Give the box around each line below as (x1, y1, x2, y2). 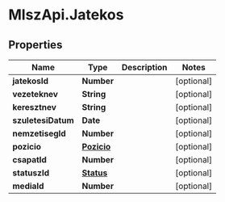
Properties (8, 38, 63, 52)
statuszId (12, 167, 50, 179)
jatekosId (12, 75, 49, 86)
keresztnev (12, 102, 56, 112)
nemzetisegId (12, 128, 66, 139)
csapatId (12, 154, 47, 165)
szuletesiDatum (12, 115, 74, 126)
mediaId (12, 180, 44, 191)
